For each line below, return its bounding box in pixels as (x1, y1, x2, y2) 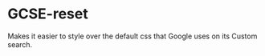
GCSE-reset (7, 5, 89, 23)
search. (7, 39, 33, 49)
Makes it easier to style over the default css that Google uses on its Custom (7, 31, 258, 41)
